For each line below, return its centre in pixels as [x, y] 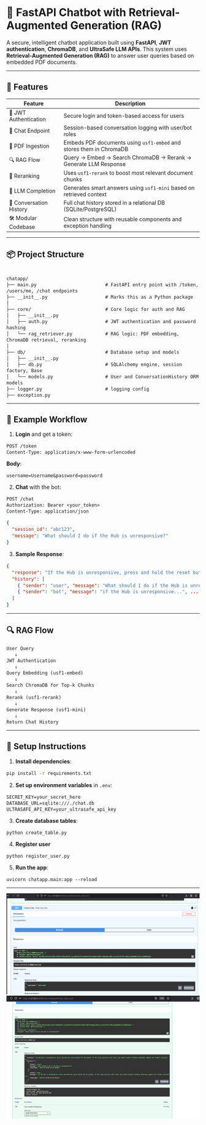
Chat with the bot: [38, 487]
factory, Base [25, 370]
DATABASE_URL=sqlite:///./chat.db [51, 803]
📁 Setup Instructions [46, 746]
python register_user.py [38, 856]
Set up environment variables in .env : [63, 785]
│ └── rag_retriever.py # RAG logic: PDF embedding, [93, 334]
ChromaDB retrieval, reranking [46, 340]
